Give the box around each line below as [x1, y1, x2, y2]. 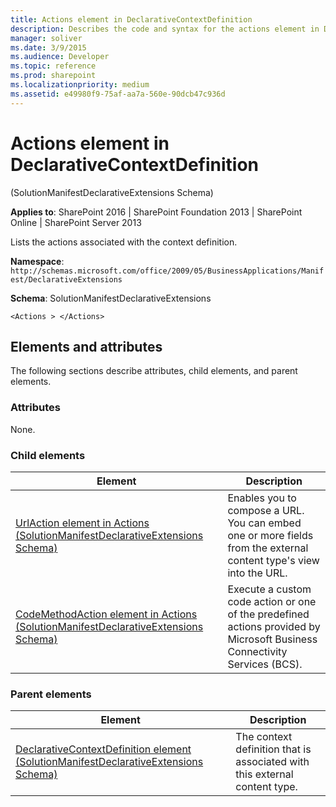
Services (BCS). [227, 657, 303, 671]
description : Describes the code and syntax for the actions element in [10, 24, 320, 34]
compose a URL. [227, 503, 305, 517]
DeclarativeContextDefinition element [15, 742, 192, 756]
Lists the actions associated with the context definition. [10, 236, 238, 248]
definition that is [235, 742, 312, 756]
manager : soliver [10, 33, 83, 43]
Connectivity [227, 644, 288, 658]
